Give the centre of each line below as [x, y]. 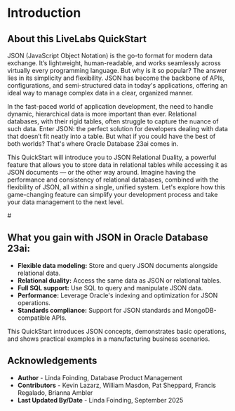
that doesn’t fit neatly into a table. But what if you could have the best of [112, 136]
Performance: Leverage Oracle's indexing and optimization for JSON [117, 295]
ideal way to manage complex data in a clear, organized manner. [100, 93]
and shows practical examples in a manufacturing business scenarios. [109, 339]
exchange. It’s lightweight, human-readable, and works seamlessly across [114, 63]
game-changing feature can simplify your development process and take [113, 195]
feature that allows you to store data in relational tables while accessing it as [117, 165]
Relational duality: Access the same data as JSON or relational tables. [119, 280]
